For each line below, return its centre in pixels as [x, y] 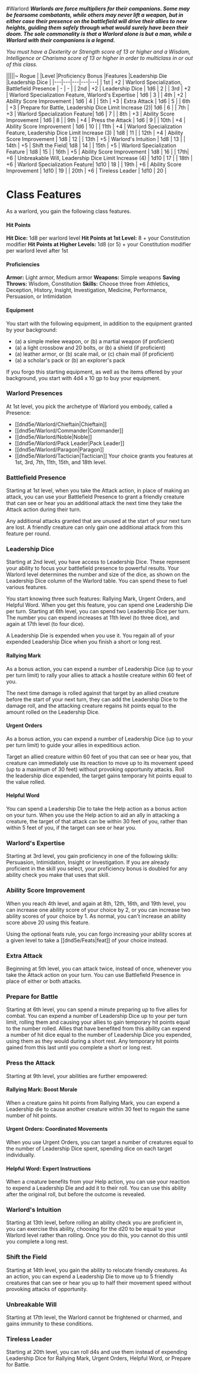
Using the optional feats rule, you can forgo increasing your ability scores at [99, 934]
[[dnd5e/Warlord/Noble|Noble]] [53, 437]
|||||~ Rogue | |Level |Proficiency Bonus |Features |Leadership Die [87, 76]
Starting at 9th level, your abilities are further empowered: [77, 1076]
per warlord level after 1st [37, 251]
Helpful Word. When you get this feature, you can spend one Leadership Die [99, 605]
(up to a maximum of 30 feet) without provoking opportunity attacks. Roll [95, 769]
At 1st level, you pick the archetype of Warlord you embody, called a [89, 406]
